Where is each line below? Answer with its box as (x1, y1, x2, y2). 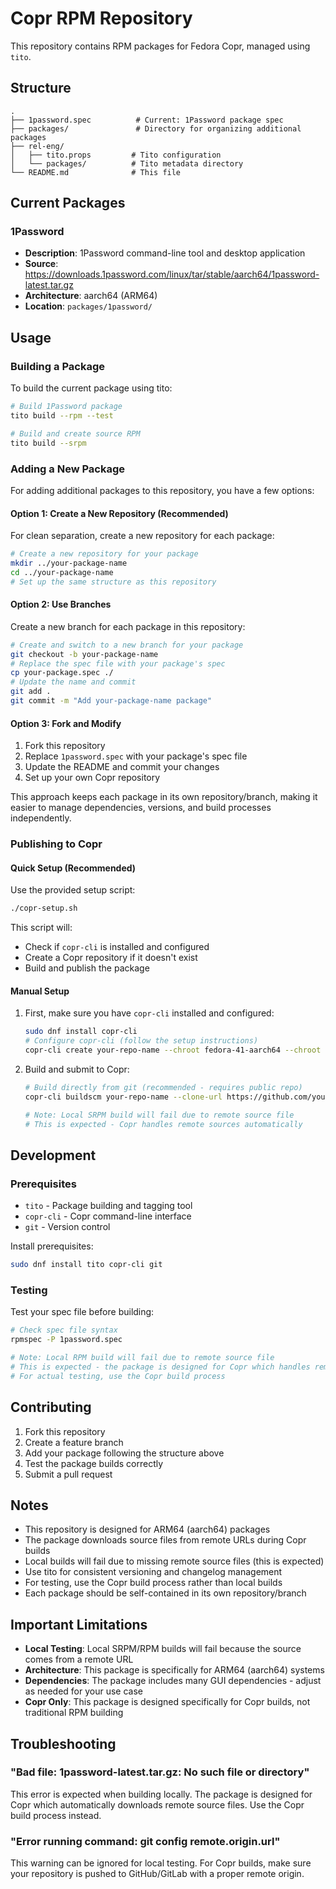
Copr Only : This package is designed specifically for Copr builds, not (24, 1696, 311, 1708)
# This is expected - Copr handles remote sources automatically (24, 1119, 303, 1129)
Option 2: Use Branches (10, 598, 112, 611)
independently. (10, 812, 72, 824)
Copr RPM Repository (10, 7, 193, 30)
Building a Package (10, 359, 105, 373)
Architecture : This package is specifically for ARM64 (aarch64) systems (24, 1664, 325, 1676)
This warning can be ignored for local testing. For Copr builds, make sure (10, 1857, 312, 1869)
